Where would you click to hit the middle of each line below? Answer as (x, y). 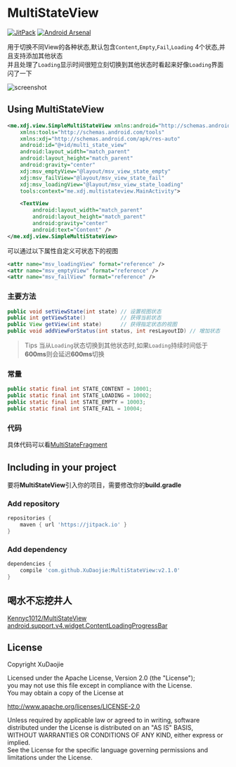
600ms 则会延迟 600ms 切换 (64, 354)
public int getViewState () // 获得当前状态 (84, 318)
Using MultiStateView (56, 109)
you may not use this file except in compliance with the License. (100, 685)
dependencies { (29, 564)
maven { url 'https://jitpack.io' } (74, 525)
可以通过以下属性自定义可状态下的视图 (63, 250)
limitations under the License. (50, 758)
